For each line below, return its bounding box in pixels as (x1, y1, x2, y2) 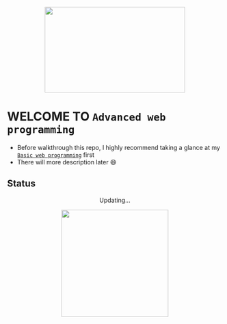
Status (7, 178, 36, 190)
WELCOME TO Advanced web (7, 109, 166, 125)
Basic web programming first (16, 151, 94, 159)
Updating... (98, 196, 131, 204)
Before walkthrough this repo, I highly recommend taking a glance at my (16, 143, 221, 151)
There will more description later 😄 (16, 158, 117, 166)
